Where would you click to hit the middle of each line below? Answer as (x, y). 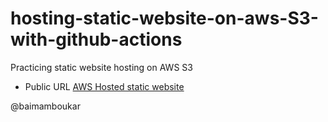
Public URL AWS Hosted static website (104, 86)
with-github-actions (96, 39)
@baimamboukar (45, 106)
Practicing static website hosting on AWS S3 (101, 67)
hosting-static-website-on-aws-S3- (164, 18)
